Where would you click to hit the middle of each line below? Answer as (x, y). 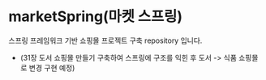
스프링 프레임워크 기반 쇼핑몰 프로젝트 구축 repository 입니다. (105, 40)
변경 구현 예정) (52, 67)
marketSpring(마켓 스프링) (95, 17)
